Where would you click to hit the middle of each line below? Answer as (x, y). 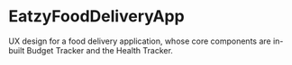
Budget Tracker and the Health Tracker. (100, 50)
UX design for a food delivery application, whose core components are (140, 41)
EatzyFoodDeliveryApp (97, 16)
